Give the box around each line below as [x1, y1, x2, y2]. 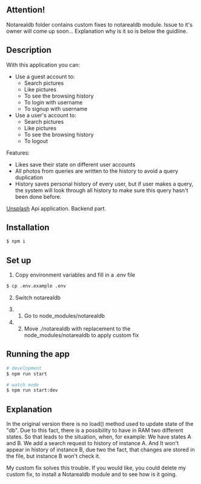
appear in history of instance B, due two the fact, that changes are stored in [6, 446, 195, 454]
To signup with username [24, 105, 88, 112]
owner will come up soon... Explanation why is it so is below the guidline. [6, 27, 188, 35]
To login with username [24, 98, 83, 106]
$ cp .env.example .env [6, 283, 67, 289]
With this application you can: [6, 61, 81, 69]
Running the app [6, 349, 70, 360]
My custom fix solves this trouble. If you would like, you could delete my [6, 464, 186, 472]
